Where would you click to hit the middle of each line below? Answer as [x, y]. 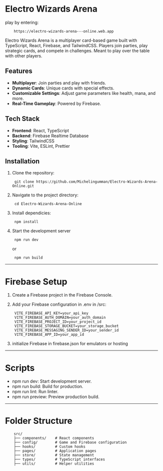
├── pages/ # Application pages [55, 451]
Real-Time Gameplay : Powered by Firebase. [57, 104]
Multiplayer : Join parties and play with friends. [59, 83]
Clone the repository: [33, 173]
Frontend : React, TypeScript [41, 130]
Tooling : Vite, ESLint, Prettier [41, 146]
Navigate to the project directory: [45, 195]
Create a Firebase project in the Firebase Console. [62, 295]
